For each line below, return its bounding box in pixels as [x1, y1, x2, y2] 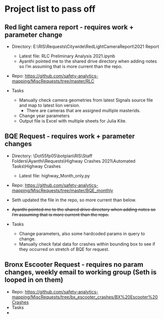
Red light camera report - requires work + [4, 23, 134, 31]
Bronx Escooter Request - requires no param [4, 261, 143, 269]
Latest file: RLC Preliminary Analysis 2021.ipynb [19, 53, 115, 59]
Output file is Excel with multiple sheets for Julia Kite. [19, 118, 127, 123]
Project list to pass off [4, 3, 96, 15]
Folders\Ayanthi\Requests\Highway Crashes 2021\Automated [11, 158, 136, 164]
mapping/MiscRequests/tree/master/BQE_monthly [11, 187, 113, 193]
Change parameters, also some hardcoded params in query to [19, 230, 145, 236]
